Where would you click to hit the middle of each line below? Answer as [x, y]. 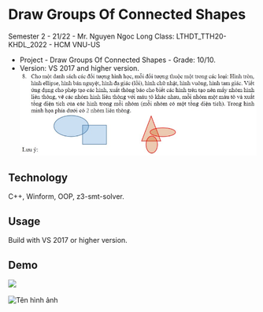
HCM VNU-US [77, 44]
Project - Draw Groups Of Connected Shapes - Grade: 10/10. [118, 60]
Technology [38, 177]
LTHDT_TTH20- [201, 36]
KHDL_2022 [28, 44]
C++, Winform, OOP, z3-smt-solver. [66, 196]
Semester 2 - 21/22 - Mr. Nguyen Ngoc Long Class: [91, 36]
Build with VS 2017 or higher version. [68, 240]
